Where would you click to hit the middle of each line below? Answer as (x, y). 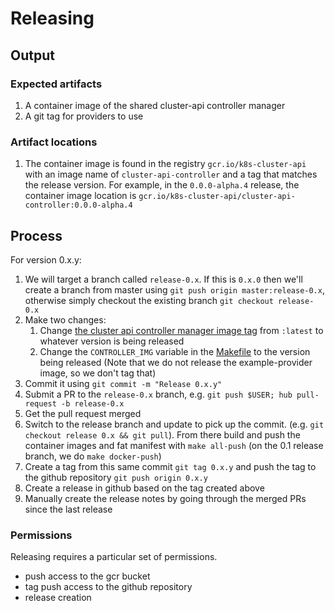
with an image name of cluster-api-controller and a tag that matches (171, 174)
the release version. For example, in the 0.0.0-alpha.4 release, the (162, 185)
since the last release (68, 509)
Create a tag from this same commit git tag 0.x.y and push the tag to (170, 466)
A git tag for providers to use (84, 116)
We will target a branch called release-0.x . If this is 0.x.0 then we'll (163, 279)
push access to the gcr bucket (87, 576)
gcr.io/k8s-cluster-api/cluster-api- (217, 197)
